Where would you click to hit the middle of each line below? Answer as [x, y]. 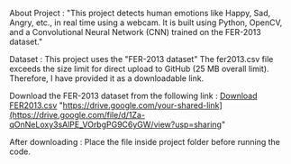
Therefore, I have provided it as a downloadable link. [107, 78]
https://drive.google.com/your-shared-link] [142, 105]
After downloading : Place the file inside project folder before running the [145, 142]
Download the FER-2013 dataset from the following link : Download [134, 96]
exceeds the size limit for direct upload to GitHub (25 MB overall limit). [139, 68]
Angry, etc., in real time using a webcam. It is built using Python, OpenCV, [146, 23]
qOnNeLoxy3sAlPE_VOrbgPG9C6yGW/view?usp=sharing [116, 124]
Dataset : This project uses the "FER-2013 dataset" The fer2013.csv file [141, 59]
